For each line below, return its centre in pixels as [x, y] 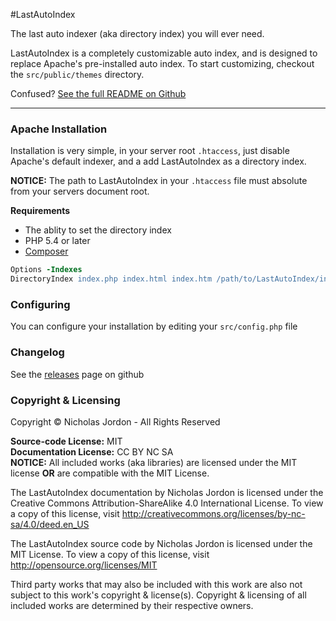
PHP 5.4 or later [57, 241]
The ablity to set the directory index [98, 230]
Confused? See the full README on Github [98, 93]
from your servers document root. [80, 191]
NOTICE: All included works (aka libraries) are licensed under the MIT [154, 462]
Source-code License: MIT [66, 441]
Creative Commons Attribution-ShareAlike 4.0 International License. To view [167, 503]
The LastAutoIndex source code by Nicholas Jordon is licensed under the [161, 543]
